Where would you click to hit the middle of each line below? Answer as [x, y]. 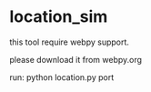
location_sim [59, 17]
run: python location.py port [62, 77]
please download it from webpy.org [76, 59]
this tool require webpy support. [70, 42]
